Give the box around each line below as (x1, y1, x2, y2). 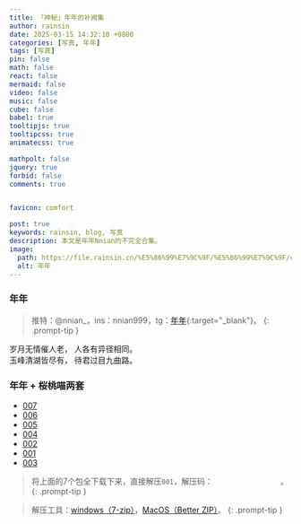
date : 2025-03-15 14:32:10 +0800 (9, 30, 134, 39)
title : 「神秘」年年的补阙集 (9, 13, 105, 22)
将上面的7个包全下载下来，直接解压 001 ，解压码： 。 (30, 476, 288, 486)
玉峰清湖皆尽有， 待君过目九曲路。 (9, 354, 137, 365)
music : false (9, 96, 58, 106)
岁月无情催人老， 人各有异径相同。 (9, 343, 137, 354)
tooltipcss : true (9, 130, 74, 139)
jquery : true (9, 162, 58, 171)
